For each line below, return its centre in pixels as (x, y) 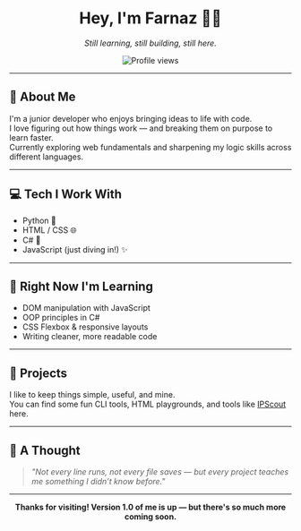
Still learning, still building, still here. (150, 43)
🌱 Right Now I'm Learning (82, 286)
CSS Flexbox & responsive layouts (85, 327)
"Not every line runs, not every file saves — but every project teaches (160, 472)
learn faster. (31, 137)
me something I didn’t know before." (98, 481)
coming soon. (150, 517)
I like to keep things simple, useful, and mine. (92, 395)
